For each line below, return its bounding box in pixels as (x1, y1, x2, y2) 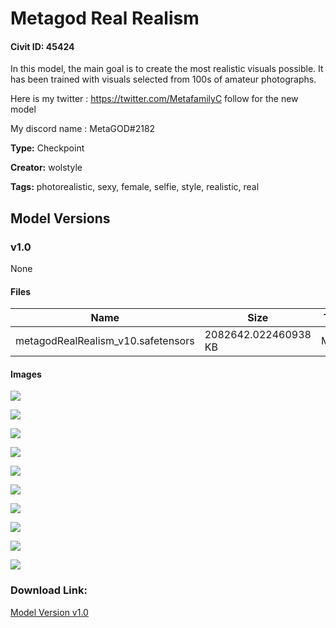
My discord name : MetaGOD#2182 (10, 123, 156, 135)
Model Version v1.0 (10, 606, 89, 618)
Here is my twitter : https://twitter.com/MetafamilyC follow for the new (10, 93, 299, 105)
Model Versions (10, 210, 111, 227)
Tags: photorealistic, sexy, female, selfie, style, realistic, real (10, 181, 260, 193)
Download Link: (10, 583, 88, 597)
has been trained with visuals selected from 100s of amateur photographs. (10, 73, 317, 86)
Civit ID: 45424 (10, 40, 75, 52)
